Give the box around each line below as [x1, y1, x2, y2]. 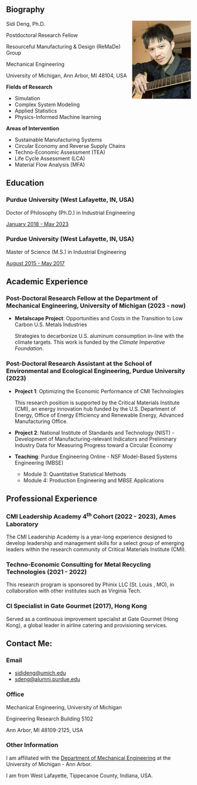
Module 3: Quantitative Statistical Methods [23, 471, 127, 478]
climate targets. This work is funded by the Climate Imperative [14, 339, 165, 346]
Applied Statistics [14, 107, 57, 114]
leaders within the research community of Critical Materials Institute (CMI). [6, 546, 186, 553]
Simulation [14, 94, 40, 101]
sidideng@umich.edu [14, 669, 66, 676]
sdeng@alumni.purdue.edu [14, 676, 80, 683]
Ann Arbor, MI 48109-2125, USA [6, 726, 83, 733]
